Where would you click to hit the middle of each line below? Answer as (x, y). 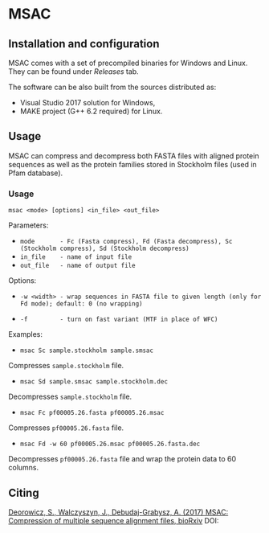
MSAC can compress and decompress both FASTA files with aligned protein (134, 156)
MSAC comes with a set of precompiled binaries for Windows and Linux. (128, 63)
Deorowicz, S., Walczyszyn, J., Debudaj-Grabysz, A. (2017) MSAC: (118, 512)
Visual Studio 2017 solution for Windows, (88, 102)
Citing (24, 492)
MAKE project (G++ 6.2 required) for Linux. (91, 111)
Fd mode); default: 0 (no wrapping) (81, 304)
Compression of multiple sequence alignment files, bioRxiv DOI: (114, 520)
